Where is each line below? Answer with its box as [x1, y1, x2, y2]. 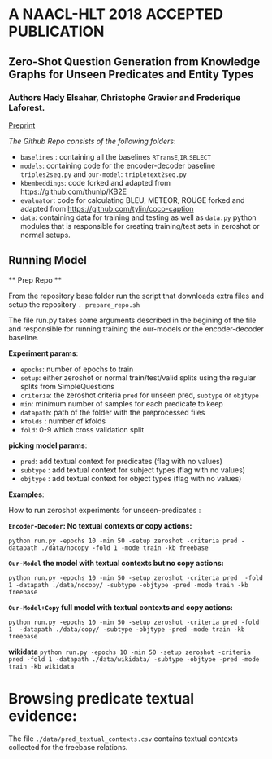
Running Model [8, 253, 87, 267]
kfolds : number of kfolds [19, 416, 106, 426]
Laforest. [8, 102, 45, 113]
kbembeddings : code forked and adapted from [19, 178, 171, 187]
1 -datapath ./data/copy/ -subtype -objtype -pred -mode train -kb [8, 625, 245, 634]
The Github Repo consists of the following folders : [8, 136, 176, 146]
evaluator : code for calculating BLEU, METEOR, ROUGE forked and [19, 195, 245, 204]
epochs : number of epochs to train [19, 364, 134, 374]
